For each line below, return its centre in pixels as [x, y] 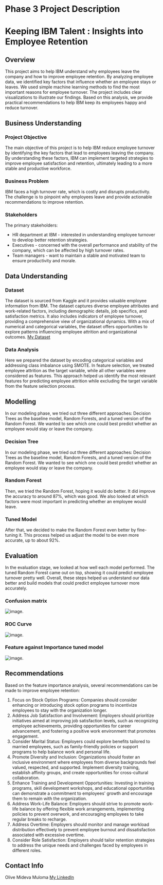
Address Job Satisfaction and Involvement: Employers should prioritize [83, 715]
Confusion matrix [26, 601]
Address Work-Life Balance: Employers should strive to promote [76, 803]
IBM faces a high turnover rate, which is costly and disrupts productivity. [78, 192]
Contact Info [24, 866]
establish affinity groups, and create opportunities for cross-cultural [80, 772]
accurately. [16, 588]
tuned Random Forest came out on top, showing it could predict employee [79, 572]
